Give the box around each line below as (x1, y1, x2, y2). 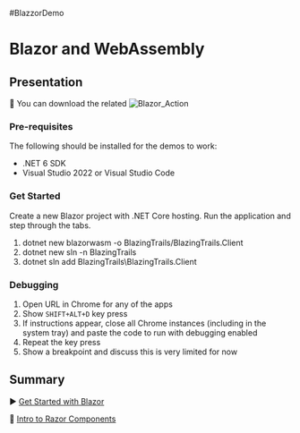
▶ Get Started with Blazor (9, 395, 105, 406)
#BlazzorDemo (9, 8, 64, 18)
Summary (9, 372, 65, 387)
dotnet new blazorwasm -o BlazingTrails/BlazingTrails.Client (21, 237, 244, 248)
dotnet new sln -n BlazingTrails (21, 246, 137, 258)
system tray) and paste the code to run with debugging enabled (21, 327, 258, 338)
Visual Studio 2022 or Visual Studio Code (21, 167, 176, 178)
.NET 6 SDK (21, 158, 66, 169)
